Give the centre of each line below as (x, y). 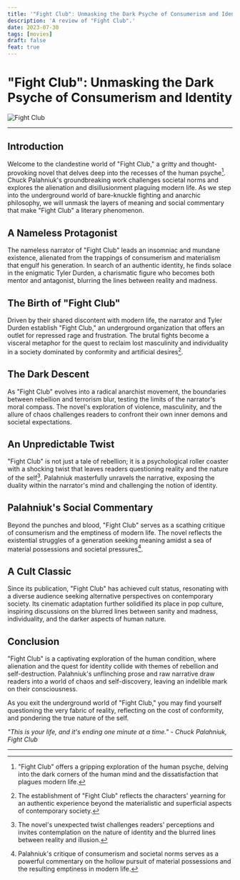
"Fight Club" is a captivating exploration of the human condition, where (112, 659)
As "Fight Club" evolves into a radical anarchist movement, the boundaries (117, 391)
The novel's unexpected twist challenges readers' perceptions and (116, 825)
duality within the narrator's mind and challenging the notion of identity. (112, 485)
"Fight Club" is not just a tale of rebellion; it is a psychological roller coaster (118, 461)
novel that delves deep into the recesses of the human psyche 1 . (132, 172)
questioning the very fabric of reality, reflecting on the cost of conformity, (116, 711)
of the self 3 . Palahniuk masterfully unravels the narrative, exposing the (111, 477)
